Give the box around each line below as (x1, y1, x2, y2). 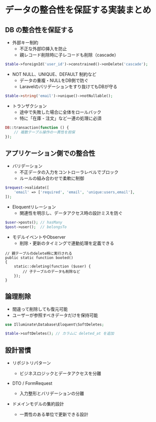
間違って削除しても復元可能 (12, 306, 68, 312)
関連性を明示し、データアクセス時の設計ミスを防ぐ (19, 210, 123, 216)
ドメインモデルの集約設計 (12, 401, 64, 407)
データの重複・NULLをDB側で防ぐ (19, 77, 89, 83)
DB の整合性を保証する (5, 26, 74, 34)
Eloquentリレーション (12, 204, 56, 210)
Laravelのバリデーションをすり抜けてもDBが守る (19, 83, 118, 89)
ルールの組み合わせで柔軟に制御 (19, 175, 84, 181)
